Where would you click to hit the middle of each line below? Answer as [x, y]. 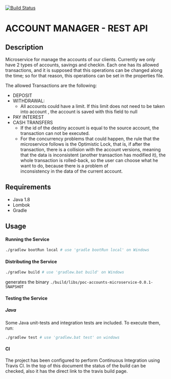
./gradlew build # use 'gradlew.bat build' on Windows [65, 273]
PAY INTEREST [28, 117]
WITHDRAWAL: [29, 101]
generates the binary [27, 282]
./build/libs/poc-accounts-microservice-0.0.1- [102, 283]
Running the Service [27, 239]
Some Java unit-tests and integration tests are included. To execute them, [83, 322]
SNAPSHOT [15, 287]
